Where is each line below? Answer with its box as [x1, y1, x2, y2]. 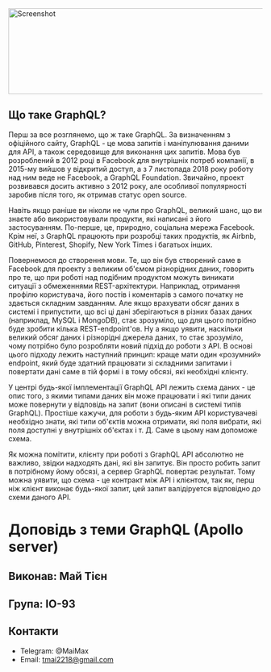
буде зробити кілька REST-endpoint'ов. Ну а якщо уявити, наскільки [8, 323, 244, 333]
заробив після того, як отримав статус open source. [8, 190, 187, 199]
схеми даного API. [8, 492, 71, 502]
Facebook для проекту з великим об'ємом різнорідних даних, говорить [8, 264, 255, 273]
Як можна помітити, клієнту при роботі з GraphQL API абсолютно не [8, 449, 244, 459]
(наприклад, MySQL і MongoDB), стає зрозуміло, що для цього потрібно [8, 315, 256, 325]
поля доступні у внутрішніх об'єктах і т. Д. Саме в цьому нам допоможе [8, 425, 258, 435]
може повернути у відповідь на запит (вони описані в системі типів [8, 399, 242, 409]
